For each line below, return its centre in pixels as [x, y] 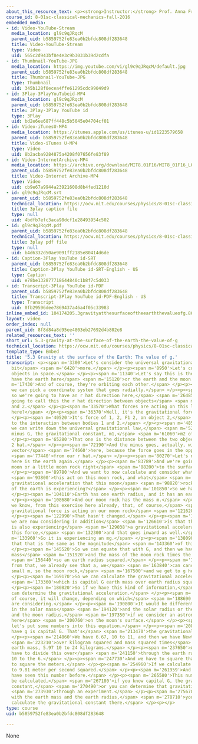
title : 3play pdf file [39, 242]
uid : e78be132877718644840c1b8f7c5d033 [60, 280]
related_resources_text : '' [41, 335]
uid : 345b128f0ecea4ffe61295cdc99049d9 [60, 89]
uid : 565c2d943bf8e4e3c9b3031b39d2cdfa [60, 55]
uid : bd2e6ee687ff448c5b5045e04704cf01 [60, 122]
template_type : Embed [33, 352]
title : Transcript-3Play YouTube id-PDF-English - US [79, 297]
